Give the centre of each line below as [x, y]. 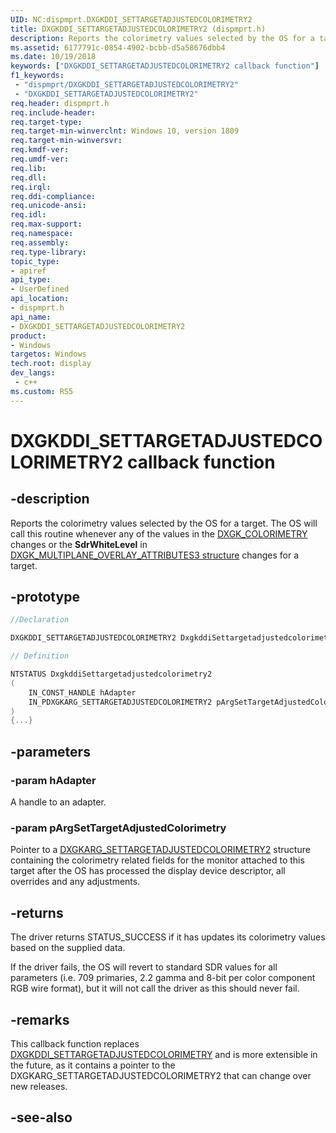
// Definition [40, 656]
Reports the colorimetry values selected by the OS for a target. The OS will [164, 523]
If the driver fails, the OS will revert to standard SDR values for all [144, 967]
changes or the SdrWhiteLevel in [79, 544]
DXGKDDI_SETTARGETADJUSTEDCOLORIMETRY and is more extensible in [164, 1054]
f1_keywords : [37, 76]
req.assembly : [40, 242]
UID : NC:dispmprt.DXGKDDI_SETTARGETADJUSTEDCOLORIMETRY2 [131, 19]
